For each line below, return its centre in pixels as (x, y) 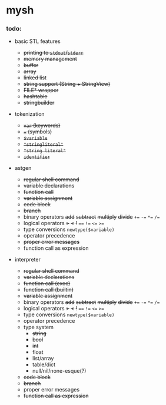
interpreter (28, 260)
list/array (43, 359)
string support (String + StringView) (67, 84)
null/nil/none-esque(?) (59, 371)
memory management (50, 59)
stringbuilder (39, 103)
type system (39, 327)
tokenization (30, 114)
